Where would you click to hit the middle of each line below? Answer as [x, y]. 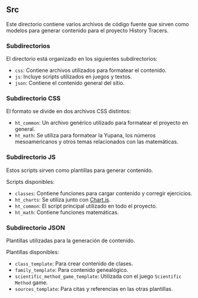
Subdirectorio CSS [34, 99]
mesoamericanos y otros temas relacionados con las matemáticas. [96, 142]
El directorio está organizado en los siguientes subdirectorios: [82, 59]
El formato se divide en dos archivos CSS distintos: [69, 111]
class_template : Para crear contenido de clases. [74, 264]
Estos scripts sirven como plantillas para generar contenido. [80, 170]
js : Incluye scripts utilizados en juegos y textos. [73, 77]
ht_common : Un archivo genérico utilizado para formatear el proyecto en [101, 123]
